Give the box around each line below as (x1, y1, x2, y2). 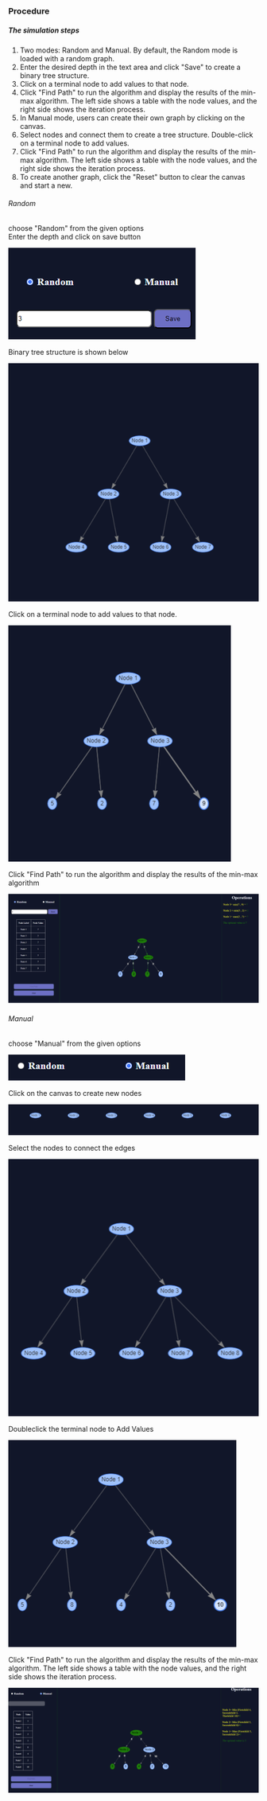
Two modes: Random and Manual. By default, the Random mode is (19, 45, 238, 55)
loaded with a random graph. (19, 53, 115, 63)
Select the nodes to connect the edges (8, 1144, 136, 1153)
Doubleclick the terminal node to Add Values (8, 1425, 154, 1434)
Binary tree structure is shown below (8, 348, 129, 357)
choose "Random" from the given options (8, 224, 145, 233)
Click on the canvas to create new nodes (8, 1088, 142, 1097)
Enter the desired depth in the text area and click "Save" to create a (19, 62, 241, 72)
